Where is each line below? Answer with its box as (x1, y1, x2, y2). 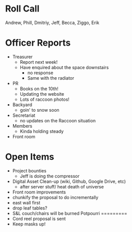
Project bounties (12, 167, 46, 173)
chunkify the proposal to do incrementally (12, 194, 98, 200)
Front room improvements (12, 189, 66, 195)
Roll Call (5, 3, 40, 15)
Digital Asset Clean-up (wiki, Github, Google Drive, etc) (12, 178, 126, 184)
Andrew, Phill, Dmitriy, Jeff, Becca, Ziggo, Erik (5, 20, 99, 26)
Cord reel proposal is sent (12, 215, 66, 221)
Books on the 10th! (19, 86, 58, 92)
